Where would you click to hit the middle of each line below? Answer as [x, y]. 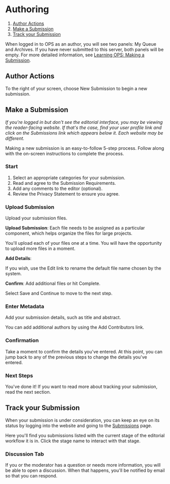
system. [13, 274]
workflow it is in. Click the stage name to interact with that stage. [73, 441]
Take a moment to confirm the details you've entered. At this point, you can [84, 351]
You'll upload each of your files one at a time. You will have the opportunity [84, 243]
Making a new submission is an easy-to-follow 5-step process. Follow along [85, 148]
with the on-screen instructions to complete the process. [65, 153]
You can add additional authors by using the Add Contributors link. [75, 327]
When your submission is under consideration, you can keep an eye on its [82, 420]
